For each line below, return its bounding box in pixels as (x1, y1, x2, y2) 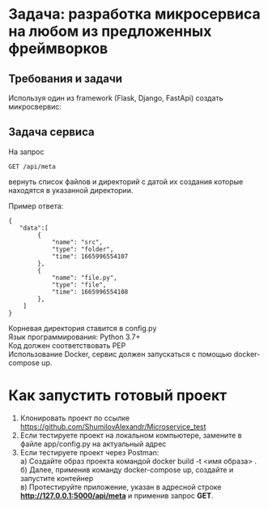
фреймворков (8, 40, 108, 58)
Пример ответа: (8, 200, 64, 211)
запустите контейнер (19, 473, 94, 483)
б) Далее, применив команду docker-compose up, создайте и (19, 464, 234, 475)
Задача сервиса (8, 125, 95, 139)
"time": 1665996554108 (51, 287, 129, 296)
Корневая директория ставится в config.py (8, 323, 157, 333)
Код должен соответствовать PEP (8, 340, 126, 350)
